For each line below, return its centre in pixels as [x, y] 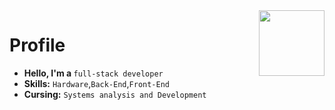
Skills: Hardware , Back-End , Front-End [97, 83]
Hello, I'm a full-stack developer [93, 73]
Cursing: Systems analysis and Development [115, 94]
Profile [37, 45]
